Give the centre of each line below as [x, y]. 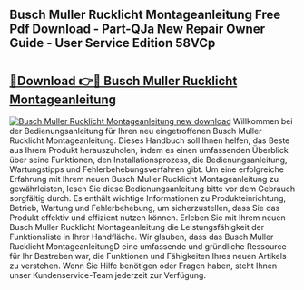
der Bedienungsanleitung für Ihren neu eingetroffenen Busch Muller [136, 131]
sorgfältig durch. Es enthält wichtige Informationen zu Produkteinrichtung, [148, 198]
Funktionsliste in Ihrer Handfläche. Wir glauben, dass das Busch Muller [142, 237]
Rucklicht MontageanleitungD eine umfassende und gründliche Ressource [148, 246]
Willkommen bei [263, 121]
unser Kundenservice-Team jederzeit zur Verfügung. [108, 275]
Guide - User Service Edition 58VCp [113, 43]
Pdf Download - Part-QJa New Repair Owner [137, 29]
